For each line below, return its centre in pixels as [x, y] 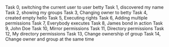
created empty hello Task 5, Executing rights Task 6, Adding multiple [76, 18]
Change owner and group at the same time [50, 39]
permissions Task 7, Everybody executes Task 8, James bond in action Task [84, 23]
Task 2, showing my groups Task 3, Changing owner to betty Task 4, [76, 12]
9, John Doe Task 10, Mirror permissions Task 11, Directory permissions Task [85, 28]
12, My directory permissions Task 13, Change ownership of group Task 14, [83, 34]
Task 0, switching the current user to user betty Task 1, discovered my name [84, 7]
